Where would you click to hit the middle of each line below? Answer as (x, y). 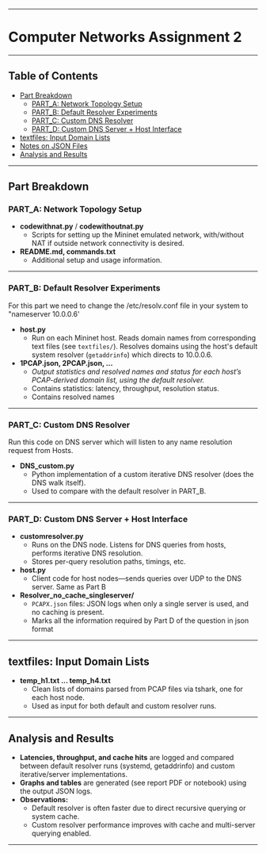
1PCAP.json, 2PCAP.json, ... (66, 363)
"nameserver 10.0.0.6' (44, 313)
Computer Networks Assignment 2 (125, 37)
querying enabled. (61, 833)
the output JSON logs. (56, 791)
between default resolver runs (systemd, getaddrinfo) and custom (127, 766)
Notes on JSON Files (54, 146)
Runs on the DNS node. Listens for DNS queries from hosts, (129, 545)
